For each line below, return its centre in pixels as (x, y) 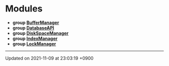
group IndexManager (35, 38)
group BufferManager (36, 22)
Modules (24, 9)
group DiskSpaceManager (40, 33)
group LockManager (34, 43)
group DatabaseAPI (33, 27)
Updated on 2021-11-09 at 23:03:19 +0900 (50, 58)
